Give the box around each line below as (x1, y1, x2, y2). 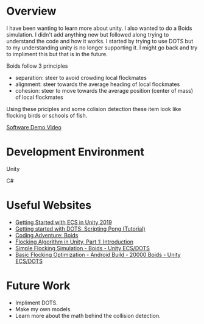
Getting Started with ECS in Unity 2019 (15, 218, 113, 226)
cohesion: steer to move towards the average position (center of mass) (15, 87, 194, 94)
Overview (6, 4, 57, 18)
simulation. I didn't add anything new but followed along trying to (6, 31, 169, 38)
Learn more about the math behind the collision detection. (15, 312, 161, 319)
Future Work (6, 279, 71, 292)
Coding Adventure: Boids (15, 231, 79, 239)
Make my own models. (15, 305, 72, 312)
